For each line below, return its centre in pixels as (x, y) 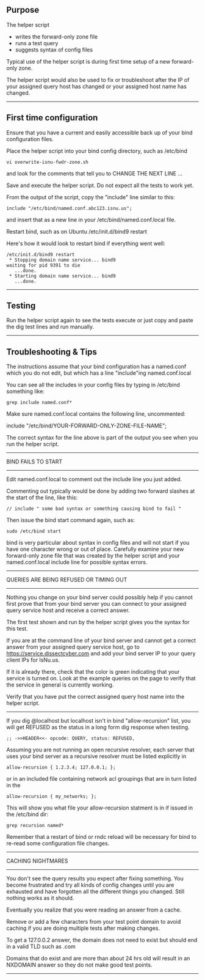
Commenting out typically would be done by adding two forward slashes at (101, 491)
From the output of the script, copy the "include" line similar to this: (91, 197)
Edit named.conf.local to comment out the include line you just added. (94, 479)
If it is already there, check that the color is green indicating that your (93, 672)
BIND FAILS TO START (34, 462)
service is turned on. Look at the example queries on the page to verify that (101, 679)
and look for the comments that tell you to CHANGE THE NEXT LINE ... (95, 173)
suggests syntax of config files (54, 50)
